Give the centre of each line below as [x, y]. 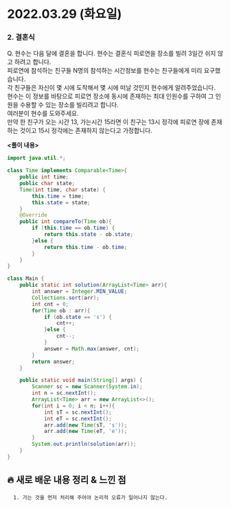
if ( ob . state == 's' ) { [78, 317]
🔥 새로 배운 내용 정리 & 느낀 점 [67, 480]
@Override [34, 215]
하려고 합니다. [33, 62]
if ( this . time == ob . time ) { [73, 228]
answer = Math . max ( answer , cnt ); [91, 349]
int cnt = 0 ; [50, 304]
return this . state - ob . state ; [89, 235]
